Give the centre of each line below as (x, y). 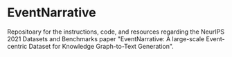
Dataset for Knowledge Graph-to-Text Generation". (101, 46)
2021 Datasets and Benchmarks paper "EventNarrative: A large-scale (106, 38)
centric (17, 46)
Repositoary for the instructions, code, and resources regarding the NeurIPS (116, 32)
